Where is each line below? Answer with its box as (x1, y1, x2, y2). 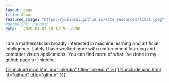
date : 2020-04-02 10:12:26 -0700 (5, 26, 81, 32)
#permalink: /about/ (5, 21, 49, 27)
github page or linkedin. (5, 57, 55, 63)
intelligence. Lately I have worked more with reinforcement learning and (5, 46, 155, 52)
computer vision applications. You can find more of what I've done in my (5, 51, 157, 58)
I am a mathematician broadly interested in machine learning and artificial (5, 40, 159, 46)
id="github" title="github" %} (5, 72, 66, 78)
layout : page (5, 7, 33, 13)
